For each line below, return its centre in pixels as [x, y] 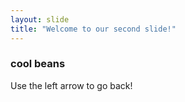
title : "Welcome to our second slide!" [93, 29]
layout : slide [40, 19]
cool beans [38, 64]
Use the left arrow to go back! [71, 85]
